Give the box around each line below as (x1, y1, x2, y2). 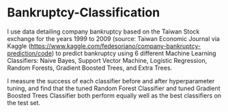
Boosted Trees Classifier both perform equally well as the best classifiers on (7, 91, 222, 100)
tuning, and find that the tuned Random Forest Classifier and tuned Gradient (7, 84, 220, 92)
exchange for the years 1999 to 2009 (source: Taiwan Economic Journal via (7, 34, 220, 42)
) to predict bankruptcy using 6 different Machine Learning (51, 49, 216, 57)
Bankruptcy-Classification (7, 5, 160, 20)
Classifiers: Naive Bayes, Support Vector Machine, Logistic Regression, (7, 56, 208, 64)
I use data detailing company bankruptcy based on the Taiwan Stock (7, 27, 200, 36)
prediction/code (7, 49, 53, 57)
